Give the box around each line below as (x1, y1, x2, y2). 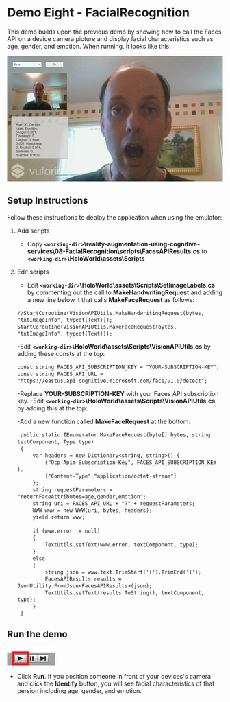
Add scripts (16, 226, 50, 235)
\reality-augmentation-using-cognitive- (84, 239, 201, 248)
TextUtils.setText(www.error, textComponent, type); (44, 541, 199, 548)
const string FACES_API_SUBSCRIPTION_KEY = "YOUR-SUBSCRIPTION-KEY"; (16, 364, 220, 371)
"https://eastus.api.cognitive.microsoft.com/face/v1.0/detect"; (16, 377, 207, 384)
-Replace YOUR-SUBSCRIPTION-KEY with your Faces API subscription (16, 389, 219, 397)
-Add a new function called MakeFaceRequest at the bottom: (16, 417, 190, 425)
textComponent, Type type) (16, 438, 94, 445)
